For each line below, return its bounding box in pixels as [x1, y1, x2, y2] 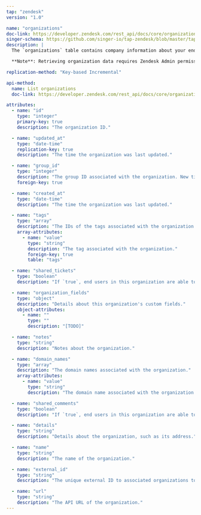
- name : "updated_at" [11, 135, 66, 141]
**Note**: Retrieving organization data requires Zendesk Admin [11, 58, 175, 64]
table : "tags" [28, 257, 63, 263]
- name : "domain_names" [11, 356, 71, 362]
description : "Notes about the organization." [17, 345, 135, 351]
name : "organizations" [6, 25, 63, 31]
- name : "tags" [11, 212, 50, 218]
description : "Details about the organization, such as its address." [17, 433, 197, 440]
